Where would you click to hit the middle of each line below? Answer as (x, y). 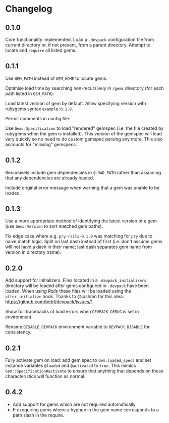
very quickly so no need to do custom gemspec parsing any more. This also (84, 139)
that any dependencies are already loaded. (50, 178)
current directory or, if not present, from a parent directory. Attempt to (78, 45)
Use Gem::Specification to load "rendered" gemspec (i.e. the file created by (84, 128)
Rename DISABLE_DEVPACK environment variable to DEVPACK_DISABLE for (78, 327)
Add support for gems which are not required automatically (74, 404)
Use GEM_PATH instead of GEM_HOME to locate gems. (56, 78)
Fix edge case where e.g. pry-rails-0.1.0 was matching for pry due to (79, 236)
